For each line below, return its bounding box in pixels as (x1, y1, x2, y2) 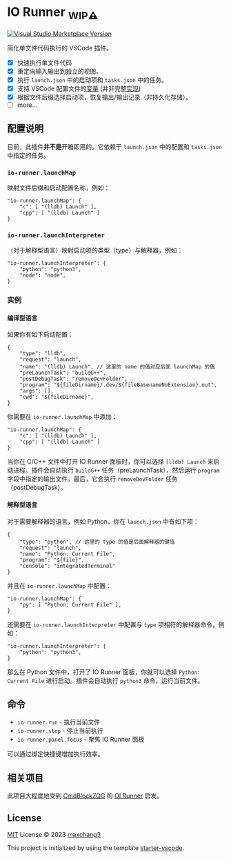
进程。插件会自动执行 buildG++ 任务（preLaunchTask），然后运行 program (12, 466, 220, 475)
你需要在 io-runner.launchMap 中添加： (7, 413, 118, 421)
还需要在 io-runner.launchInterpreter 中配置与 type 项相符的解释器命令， (7, 620, 219, 629)
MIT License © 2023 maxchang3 (7, 831, 101, 839)
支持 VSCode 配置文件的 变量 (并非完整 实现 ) (17, 84, 141, 92)
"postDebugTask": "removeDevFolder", (19, 375, 128, 383)
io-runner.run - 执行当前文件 (17, 718, 101, 727)
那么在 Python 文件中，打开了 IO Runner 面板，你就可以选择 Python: (7, 667, 201, 676)
